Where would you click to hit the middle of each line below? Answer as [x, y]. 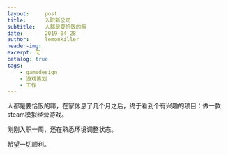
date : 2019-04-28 [42, 33]
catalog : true [28, 59]
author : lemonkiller [43, 40]
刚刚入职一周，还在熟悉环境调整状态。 [62, 129]
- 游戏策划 [33, 79]
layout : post [32, 14]
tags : [15, 66]
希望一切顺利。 [29, 145]
